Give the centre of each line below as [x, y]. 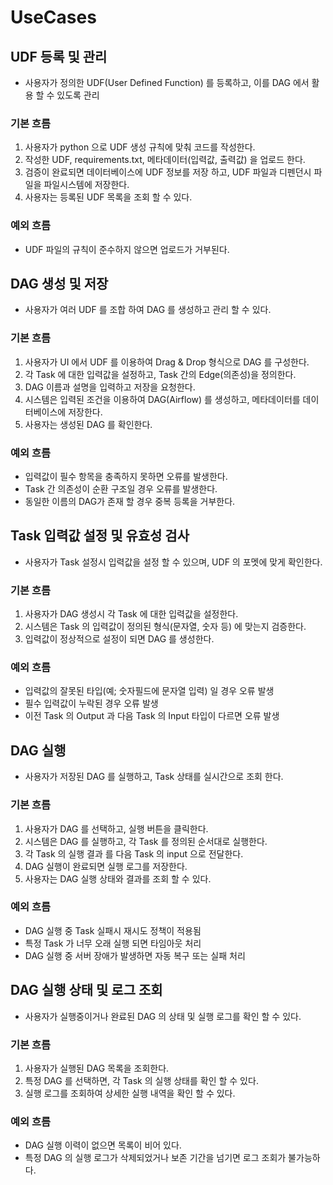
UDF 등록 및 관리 [59, 56]
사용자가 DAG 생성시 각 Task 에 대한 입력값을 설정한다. [131, 614]
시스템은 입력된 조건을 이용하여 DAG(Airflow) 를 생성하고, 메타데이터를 [162, 399]
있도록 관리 [78, 95]
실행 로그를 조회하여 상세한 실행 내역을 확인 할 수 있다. [130, 1093]
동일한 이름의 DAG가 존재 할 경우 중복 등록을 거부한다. [130, 501]
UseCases [53, 17]
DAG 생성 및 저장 [59, 283]
